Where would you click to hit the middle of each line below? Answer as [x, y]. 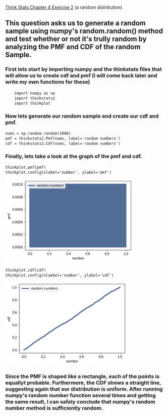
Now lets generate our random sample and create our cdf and [82, 116]
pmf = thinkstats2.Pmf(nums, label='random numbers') [63, 138]
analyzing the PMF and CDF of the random [73, 47]
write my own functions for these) [48, 82]
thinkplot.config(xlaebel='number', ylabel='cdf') [60, 276]
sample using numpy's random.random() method [84, 31]
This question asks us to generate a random [76, 23]
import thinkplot [33, 103]
